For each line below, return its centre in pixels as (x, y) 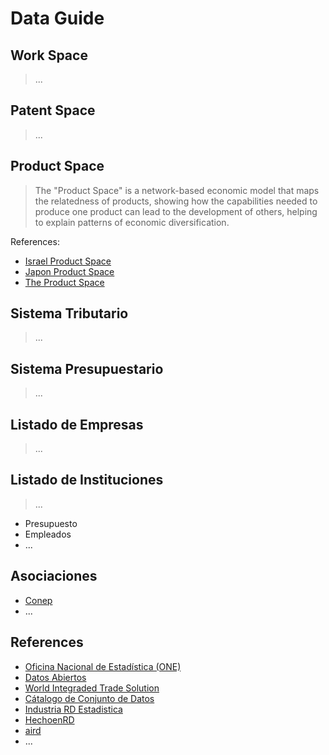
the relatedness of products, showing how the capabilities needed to (176, 201)
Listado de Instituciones (87, 480)
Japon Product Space (69, 271)
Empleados (48, 534)
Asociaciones (54, 576)
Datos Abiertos (55, 677)
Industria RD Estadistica (73, 709)
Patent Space (53, 110)
